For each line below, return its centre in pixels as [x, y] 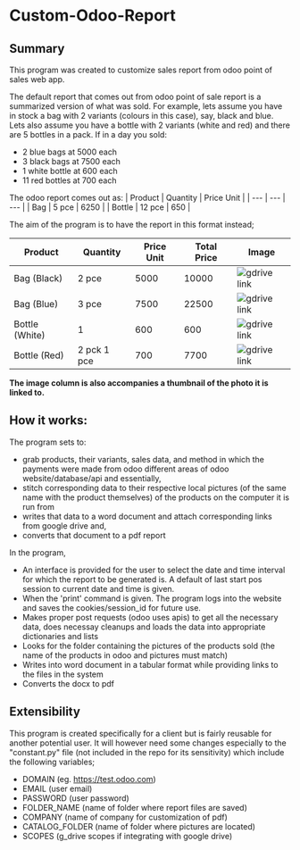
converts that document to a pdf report [94, 535]
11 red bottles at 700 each [69, 180]
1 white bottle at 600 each [70, 171]
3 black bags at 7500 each [71, 161]
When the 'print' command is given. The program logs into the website [152, 598]
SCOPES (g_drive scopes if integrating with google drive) [127, 836]
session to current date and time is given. [98, 588]
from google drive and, [64, 525]
